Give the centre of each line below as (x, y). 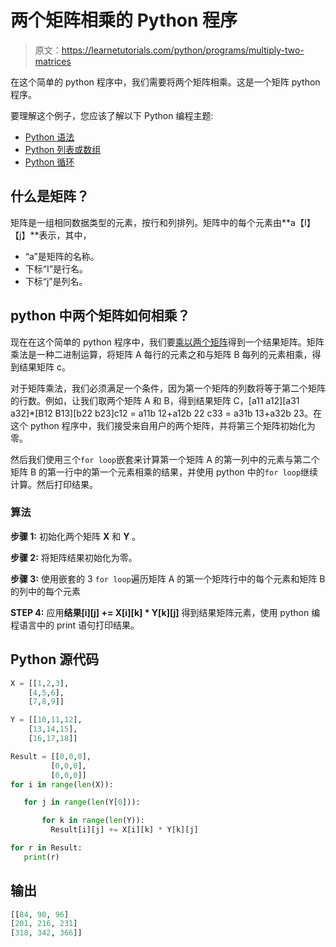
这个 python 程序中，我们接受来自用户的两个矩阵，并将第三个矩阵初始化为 (163, 425)
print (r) (41, 857)
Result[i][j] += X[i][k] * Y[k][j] (124, 830)
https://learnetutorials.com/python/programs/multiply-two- (183, 50)
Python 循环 (49, 162)
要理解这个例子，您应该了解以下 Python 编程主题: (112, 115)
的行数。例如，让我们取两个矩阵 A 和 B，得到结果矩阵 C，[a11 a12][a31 (155, 400)
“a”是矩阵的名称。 (62, 256)
